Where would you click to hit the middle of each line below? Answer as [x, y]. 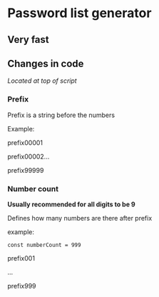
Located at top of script [42, 81]
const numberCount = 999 [44, 245]
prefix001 [21, 258]
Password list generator [79, 13]
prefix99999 [26, 170]
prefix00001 [25, 142]
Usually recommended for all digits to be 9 [71, 204]
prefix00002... [29, 156]
